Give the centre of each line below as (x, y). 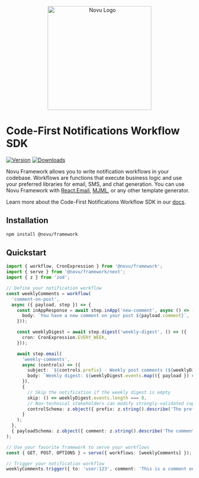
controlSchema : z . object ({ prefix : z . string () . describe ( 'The (105, 409)
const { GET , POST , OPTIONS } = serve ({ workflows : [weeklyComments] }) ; (99, 453)
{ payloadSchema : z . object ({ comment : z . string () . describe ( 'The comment (103, 431)
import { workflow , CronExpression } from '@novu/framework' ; (84, 267)
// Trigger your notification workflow (55, 463)
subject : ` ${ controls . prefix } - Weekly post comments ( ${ (100, 371)
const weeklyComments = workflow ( (49, 293)
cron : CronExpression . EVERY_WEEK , (65, 338)
